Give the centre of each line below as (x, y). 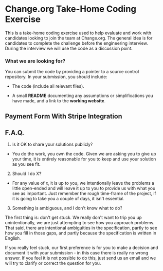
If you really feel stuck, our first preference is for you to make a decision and (81, 248)
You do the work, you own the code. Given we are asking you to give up (84, 154)
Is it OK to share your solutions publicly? (52, 144)
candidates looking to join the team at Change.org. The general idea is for (79, 38)
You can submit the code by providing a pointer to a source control (72, 72)
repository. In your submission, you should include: (56, 77)
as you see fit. (26, 164)
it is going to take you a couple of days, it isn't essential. (68, 199)
